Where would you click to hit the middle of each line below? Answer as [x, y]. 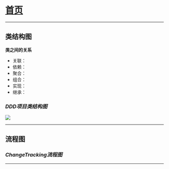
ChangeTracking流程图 [34, 155]
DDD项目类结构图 [26, 106]
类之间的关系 [18, 50]
